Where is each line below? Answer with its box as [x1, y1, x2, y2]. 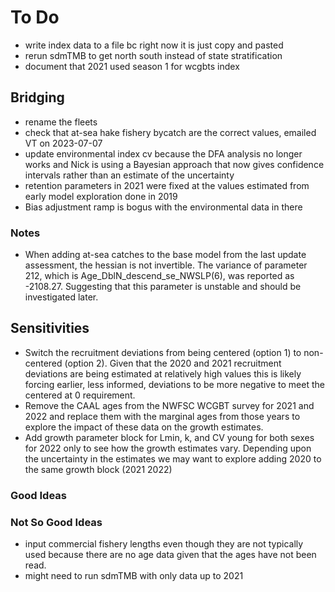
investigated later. [24, 291, 99, 303]
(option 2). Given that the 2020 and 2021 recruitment [64, 357, 282, 369]
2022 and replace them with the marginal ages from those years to [24, 410, 301, 422]
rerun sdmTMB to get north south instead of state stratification [24, 49, 283, 61]
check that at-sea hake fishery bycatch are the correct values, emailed [24, 126, 317, 138]
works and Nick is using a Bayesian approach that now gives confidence [24, 158, 325, 170]
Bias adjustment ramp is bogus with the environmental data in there [24, 201, 303, 213]
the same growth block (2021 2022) [24, 463, 173, 475]
